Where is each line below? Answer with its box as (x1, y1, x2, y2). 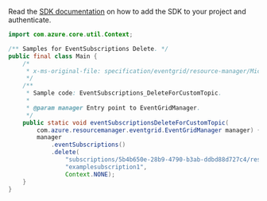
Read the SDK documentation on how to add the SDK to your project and (8, 7, 246, 16)
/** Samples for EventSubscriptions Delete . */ (8, 44, 169, 52)
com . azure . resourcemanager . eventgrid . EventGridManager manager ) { (37, 126, 261, 134)
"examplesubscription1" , (64, 163, 148, 171)
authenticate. (8, 15, 52, 25)
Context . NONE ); (64, 170, 115, 178)
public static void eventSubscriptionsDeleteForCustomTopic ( (22, 118, 229, 126)
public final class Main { (8, 52, 98, 60)
